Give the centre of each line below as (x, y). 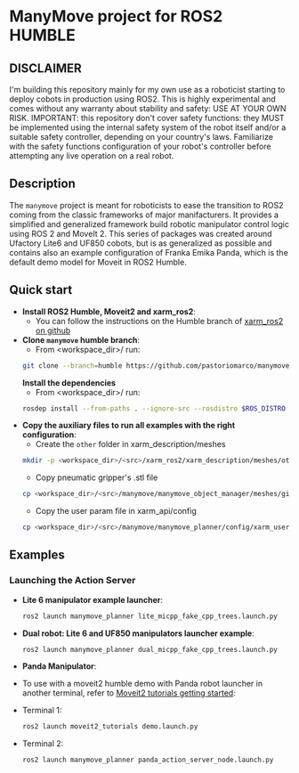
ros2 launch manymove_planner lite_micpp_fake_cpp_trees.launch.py (149, 616)
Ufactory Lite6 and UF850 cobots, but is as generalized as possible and (141, 243)
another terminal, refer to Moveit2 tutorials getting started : (129, 693)
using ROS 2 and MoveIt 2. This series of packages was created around (141, 233)
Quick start (41, 290)
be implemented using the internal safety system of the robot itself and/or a (148, 127)
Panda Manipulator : (59, 666)
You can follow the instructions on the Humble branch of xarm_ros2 (159, 321)
